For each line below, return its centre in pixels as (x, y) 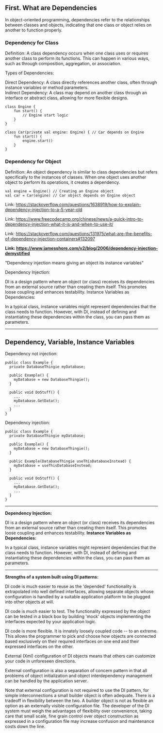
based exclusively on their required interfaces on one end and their (72, 642)
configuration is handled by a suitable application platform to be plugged (78, 597)
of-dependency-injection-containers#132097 (50, 239)
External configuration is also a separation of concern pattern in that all (76, 671)
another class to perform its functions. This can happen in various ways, (77, 58)
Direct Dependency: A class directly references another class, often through (81, 83)
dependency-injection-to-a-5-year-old (44, 210)
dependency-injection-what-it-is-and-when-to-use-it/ (59, 224)
